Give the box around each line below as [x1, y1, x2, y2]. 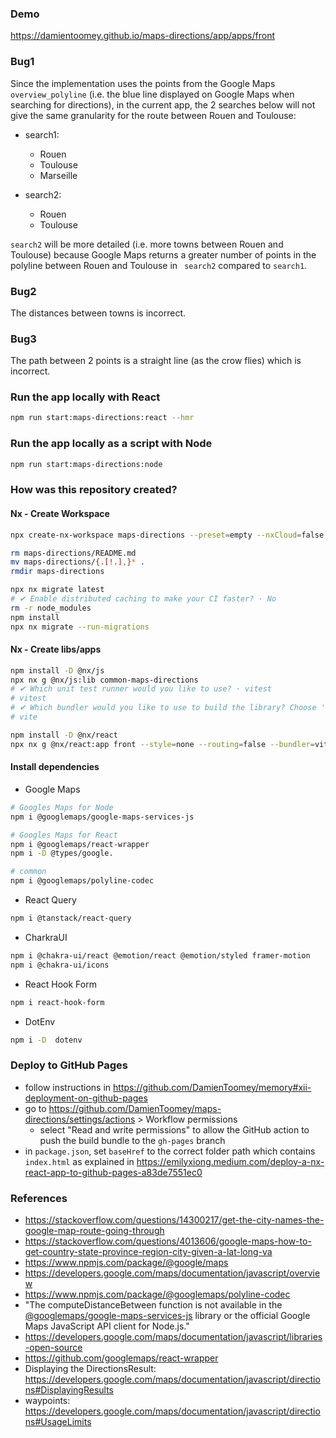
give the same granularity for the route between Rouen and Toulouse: [10, 109, 297, 121]
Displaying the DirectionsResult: [24, 1363, 157, 1375]
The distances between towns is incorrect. [10, 307, 187, 319]
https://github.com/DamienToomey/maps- [48, 1102, 222, 1114]
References [10, 1191, 68, 1205]
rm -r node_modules [10, 603, 92, 613]
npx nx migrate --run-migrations [10, 622, 150, 632]
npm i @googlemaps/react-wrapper [10, 839, 150, 849]
